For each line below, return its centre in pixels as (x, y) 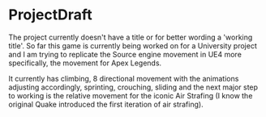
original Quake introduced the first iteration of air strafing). (106, 104)
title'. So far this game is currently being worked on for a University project (133, 45)
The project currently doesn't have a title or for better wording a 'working (131, 37)
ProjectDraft (50, 15)
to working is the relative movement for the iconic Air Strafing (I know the (131, 95)
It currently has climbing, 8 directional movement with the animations (124, 78)
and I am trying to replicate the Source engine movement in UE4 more (125, 54)
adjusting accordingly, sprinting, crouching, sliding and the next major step (133, 87)
